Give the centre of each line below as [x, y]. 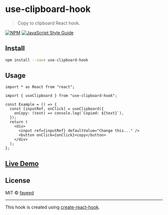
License [18, 181]
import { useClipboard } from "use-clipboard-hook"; [61, 96]
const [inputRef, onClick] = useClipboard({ [57, 109]
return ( [19, 122]
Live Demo [22, 163]
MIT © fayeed [19, 192]
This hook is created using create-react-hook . [52, 207]
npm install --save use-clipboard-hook [47, 60]
